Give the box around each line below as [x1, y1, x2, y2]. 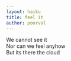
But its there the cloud [6, 49, 60, 56]
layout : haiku [6, 8, 41, 15]
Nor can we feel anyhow [6, 42, 66, 50]
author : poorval [6, 20, 46, 26]
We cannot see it [6, 36, 47, 44]
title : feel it [6, 14, 44, 20]
